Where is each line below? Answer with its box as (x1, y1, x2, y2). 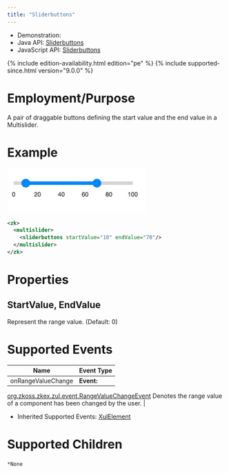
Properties (7, 272, 69, 288)
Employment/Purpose (7, 90, 136, 106)
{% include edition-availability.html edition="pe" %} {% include (7, 59, 187, 67)
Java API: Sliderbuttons (17, 38, 84, 46)
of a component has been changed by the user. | (7, 399, 146, 407)
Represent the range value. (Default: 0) (7, 317, 119, 325)
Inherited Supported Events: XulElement (17, 412, 131, 421)
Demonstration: (17, 31, 61, 39)
